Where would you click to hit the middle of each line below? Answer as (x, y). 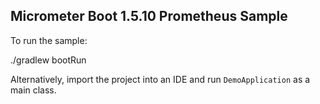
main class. (33, 90)
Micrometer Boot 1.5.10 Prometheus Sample (149, 16)
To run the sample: (49, 40)
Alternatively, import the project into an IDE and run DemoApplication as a (160, 79)
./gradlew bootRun (48, 60)
